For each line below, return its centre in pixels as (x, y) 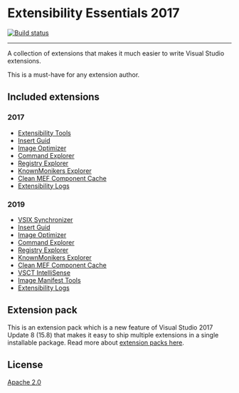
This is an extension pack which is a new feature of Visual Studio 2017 (110, 327)
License (25, 365)
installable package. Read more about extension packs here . (96, 342)
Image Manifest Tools (49, 280)
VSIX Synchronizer (45, 219)
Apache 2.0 (24, 382)
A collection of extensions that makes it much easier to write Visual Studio (116, 53)
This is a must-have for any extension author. (74, 74)
